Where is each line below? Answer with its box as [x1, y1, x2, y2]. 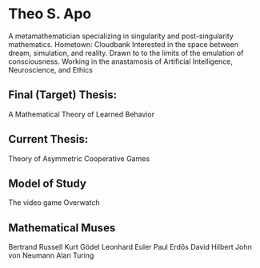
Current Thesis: [8, 132, 89, 146]
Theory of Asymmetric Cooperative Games [8, 153, 150, 164]
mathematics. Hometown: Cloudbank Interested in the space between [8, 39, 238, 49]
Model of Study [8, 176, 86, 190]
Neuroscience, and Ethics [8, 65, 94, 74]
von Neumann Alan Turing [8, 250, 94, 260]
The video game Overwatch [8, 198, 100, 207]
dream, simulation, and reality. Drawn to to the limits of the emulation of [8, 48, 244, 57]
